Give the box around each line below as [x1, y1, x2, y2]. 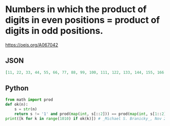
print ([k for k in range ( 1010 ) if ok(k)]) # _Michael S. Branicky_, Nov [5, 116, 162, 121]
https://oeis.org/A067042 [5, 41, 58, 48]
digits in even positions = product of [5, 14, 160, 26]
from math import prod [5, 97, 53, 102]
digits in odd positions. [5, 25, 104, 36]
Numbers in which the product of [5, 4, 147, 15]
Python [5, 84, 29, 93]
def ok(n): [5, 102, 28, 107]
